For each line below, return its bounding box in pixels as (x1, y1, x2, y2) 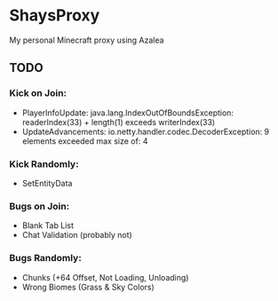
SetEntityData (21, 178, 73, 188)
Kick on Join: (9, 87, 68, 99)
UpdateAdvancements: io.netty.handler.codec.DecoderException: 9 (21, 126, 269, 137)
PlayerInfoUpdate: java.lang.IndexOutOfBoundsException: (21, 107, 234, 118)
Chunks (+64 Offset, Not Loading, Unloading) (21, 272, 189, 282)
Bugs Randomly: (9, 252, 82, 265)
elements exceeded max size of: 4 (21, 135, 148, 147)
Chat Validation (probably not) (21, 230, 133, 241)
